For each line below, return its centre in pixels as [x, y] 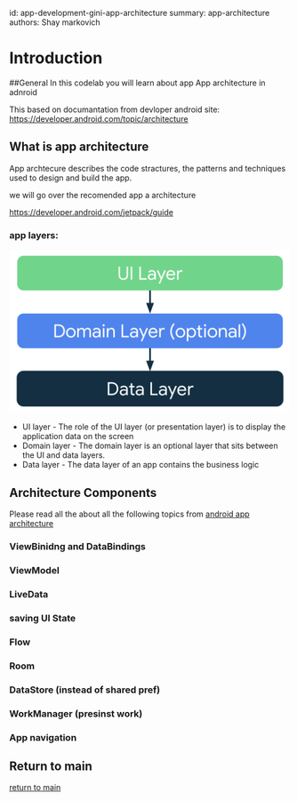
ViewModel [34, 571]
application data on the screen [78, 437]
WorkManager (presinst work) [76, 713]
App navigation [43, 737]
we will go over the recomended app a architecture [103, 195]
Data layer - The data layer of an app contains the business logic [140, 465]
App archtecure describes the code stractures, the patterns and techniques [148, 168]
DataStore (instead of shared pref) [85, 690]
